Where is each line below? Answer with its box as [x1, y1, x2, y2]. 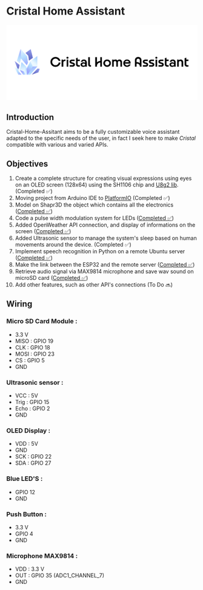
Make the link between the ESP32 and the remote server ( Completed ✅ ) [15, 261, 195, 268]
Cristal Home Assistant [6, 4, 125, 18]
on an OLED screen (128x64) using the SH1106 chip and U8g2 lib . [15, 181, 179, 188]
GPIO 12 [15, 488, 35, 496]
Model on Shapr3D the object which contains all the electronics [15, 201, 174, 208]
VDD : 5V [15, 440, 38, 448]
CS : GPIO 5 [15, 356, 45, 364]
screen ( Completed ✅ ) [15, 228, 72, 235]
